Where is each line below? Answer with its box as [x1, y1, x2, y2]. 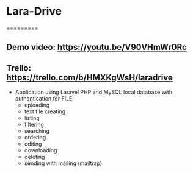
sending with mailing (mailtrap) [24, 160, 103, 167]
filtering [24, 121, 45, 129]
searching [24, 127, 50, 135]
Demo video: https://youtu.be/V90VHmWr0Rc [6, 42, 188, 52]
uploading [24, 102, 50, 109]
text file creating [24, 108, 66, 115]
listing [24, 115, 40, 122]
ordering [24, 134, 46, 141]
